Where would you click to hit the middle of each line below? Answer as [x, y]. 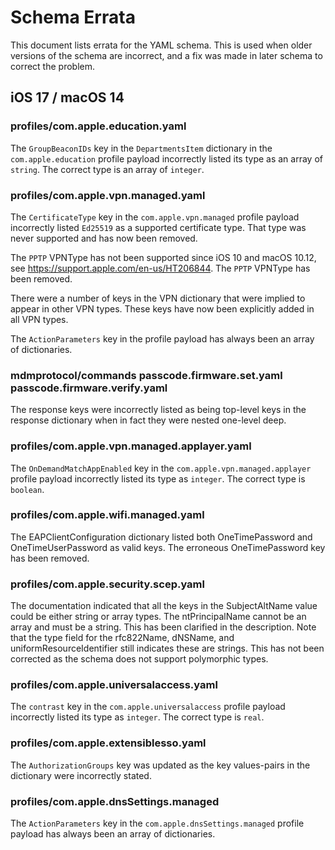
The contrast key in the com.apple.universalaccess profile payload [148, 707]
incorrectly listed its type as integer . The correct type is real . [137, 717]
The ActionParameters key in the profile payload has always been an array [162, 338]
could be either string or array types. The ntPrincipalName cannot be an [158, 617]
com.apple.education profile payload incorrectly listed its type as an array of [166, 158]
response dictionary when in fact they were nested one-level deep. [148, 420]
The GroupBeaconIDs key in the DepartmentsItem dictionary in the [141, 148]
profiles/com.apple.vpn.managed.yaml [108, 195]
